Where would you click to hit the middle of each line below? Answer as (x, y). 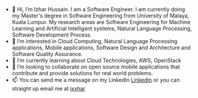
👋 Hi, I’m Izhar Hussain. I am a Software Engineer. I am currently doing (98, 9)
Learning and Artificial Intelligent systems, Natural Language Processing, (102, 28)
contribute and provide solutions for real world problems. (82, 73)
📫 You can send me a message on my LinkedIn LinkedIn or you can (96, 80)
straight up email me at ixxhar (49, 88)
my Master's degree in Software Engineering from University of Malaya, (100, 16)
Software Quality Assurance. (47, 54)
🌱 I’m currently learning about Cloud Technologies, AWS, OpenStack (97, 60)
